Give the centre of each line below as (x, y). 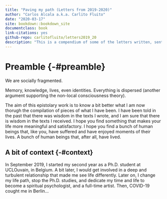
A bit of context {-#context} (49, 152)
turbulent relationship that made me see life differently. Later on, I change (80, 175)
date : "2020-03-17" (25, 19)
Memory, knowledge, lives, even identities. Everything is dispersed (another (83, 90)
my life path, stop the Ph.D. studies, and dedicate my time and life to (75, 180)
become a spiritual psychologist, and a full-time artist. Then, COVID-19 (78, 186)
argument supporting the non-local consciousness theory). (66, 96)
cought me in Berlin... (27, 191)
